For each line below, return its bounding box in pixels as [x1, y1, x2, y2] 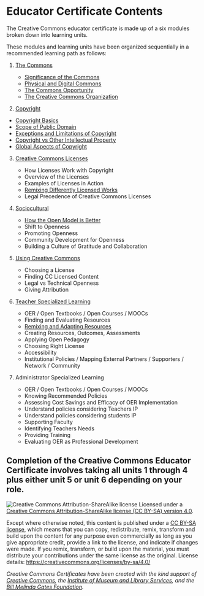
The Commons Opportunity [24, 86, 94, 93]
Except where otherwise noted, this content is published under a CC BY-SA [6, 519, 197, 526]
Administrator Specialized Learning [15, 373, 104, 381]
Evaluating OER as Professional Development [24, 438, 138, 445]
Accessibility [24, 349, 57, 356]
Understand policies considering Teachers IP [24, 405, 138, 412]
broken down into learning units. [6, 31, 88, 38]
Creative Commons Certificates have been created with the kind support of [6, 570, 197, 578]
